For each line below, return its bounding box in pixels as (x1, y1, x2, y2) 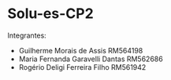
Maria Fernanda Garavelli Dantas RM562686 (18, 54, 163, 64)
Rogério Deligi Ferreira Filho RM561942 (18, 62, 147, 71)
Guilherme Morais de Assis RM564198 (18, 45, 143, 55)
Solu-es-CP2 (7, 5, 94, 23)
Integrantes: (7, 31, 46, 40)
